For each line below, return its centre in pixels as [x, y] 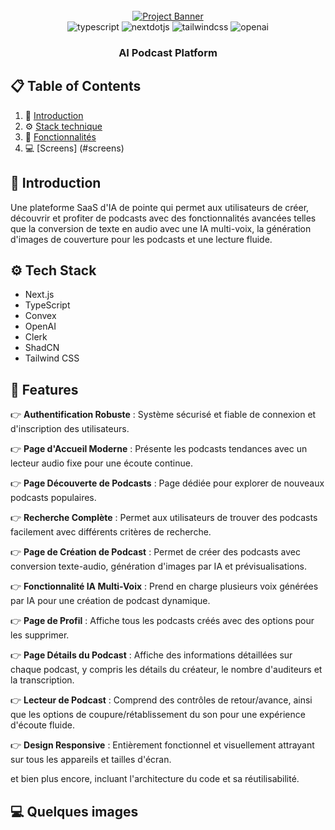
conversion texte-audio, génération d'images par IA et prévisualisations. [159, 566]
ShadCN [42, 348]
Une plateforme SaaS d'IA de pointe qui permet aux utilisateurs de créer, [160, 207]
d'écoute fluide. [42, 725]
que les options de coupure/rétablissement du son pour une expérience [158, 715]
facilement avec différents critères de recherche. [111, 532]
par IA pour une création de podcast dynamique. [110, 601]
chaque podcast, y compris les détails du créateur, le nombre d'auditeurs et [166, 670]
